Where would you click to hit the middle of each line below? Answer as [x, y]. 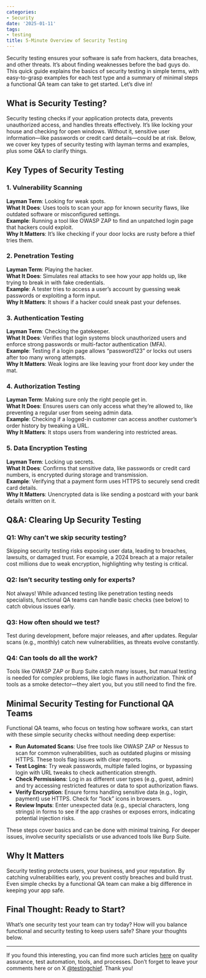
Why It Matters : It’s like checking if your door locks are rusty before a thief [101, 233]
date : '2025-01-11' [31, 23]
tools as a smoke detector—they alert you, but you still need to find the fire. [101, 685]
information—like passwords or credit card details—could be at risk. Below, [101, 138]
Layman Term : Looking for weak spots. [56, 201]
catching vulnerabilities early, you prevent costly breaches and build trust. [100, 877]
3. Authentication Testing [45, 318]
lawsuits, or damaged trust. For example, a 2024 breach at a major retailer [100, 557]
